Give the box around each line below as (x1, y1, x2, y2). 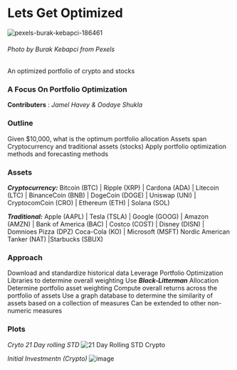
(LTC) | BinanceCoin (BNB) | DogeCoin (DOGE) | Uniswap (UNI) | (7, 191, 196, 200)
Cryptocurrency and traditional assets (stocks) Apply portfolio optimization (7, 142, 226, 151)
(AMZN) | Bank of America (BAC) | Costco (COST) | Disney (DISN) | (7, 220, 205, 229)
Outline (7, 119, 33, 129)
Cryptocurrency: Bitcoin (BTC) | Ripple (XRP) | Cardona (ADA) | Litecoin (7, 183, 219, 192)
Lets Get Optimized (7, 5, 123, 21)
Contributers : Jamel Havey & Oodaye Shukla (7, 101, 143, 109)
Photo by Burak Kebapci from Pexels (7, 45, 115, 53)
